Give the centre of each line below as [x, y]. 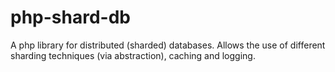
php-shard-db [70, 17]
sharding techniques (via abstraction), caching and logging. [133, 55]
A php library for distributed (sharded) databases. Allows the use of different [168, 45]
